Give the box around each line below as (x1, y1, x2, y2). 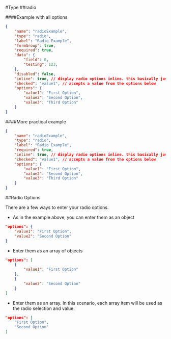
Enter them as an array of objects (12, 247, 83, 254)
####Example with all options (5, 14, 68, 20)
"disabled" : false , (14, 71, 56, 76)
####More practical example (5, 118, 66, 124)
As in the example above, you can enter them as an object (12, 214, 135, 220)
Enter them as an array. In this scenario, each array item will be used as (12, 300, 163, 306)
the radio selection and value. (12, 305, 75, 311)
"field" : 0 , (23, 57, 49, 63)
